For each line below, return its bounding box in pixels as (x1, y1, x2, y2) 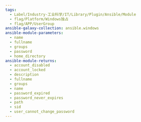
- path (9, 100, 23, 105)
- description (9, 72, 39, 77)
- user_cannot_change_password (9, 109, 75, 115)
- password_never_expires (9, 95, 64, 100)
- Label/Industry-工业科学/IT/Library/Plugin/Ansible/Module (9, 12, 136, 17)
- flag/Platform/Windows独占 (9, 16, 69, 21)
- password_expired (9, 91, 50, 96)
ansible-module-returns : (5, 58, 57, 63)
